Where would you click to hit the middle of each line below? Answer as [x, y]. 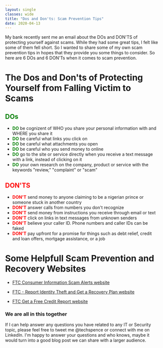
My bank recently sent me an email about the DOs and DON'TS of [71, 37]
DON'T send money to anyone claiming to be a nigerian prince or [78, 197]
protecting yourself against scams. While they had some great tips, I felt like [81, 43]
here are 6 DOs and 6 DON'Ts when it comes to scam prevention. [71, 58]
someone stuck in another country [47, 202]
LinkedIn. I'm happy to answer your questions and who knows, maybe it [77, 335]
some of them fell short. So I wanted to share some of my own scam [74, 47]
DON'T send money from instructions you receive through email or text [84, 213]
